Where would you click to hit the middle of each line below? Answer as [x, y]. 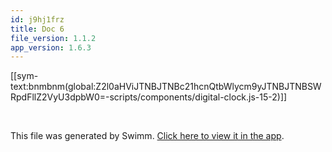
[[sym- [24, 76]
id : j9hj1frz [37, 19]
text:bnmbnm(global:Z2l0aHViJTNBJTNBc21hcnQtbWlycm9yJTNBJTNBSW [166, 87]
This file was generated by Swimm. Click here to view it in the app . [147, 136]
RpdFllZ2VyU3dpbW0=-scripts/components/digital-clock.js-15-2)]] [149, 97]
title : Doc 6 [37, 29]
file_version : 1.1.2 [53, 38]
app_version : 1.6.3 [51, 47]
